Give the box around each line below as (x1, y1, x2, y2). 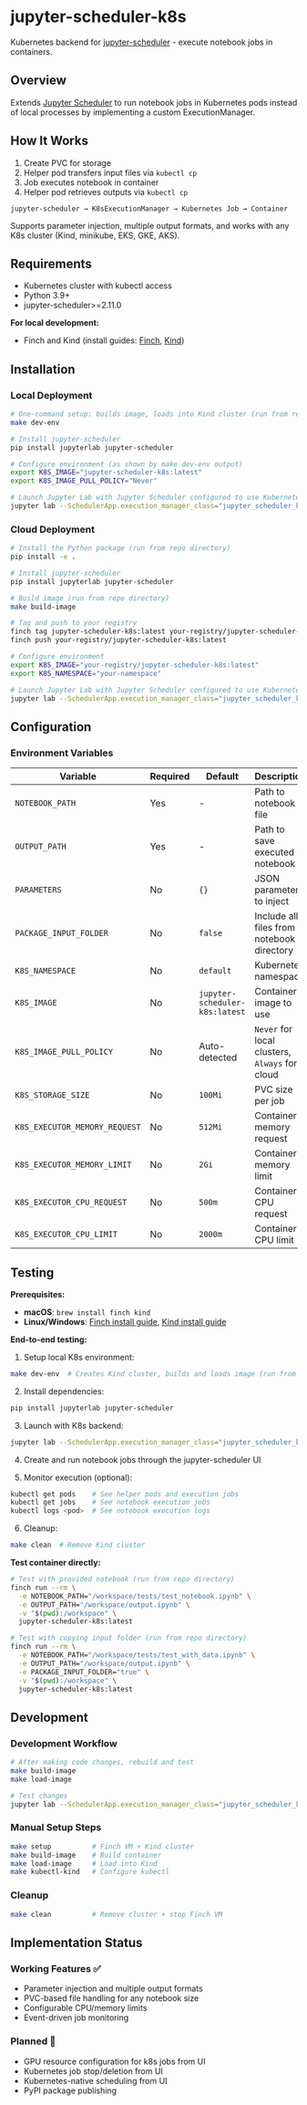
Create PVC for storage (23, 157, 112, 168)
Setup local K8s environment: (23, 1351, 135, 1362)
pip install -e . (10, 552, 77, 562)
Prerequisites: (10, 1288, 66, 1299)
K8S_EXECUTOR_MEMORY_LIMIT (15, 1160, 132, 1170)
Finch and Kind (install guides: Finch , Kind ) (23, 335, 185, 346)
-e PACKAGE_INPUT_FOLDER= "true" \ (18, 1667, 149, 1676)
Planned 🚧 (10, 2035, 56, 2048)
